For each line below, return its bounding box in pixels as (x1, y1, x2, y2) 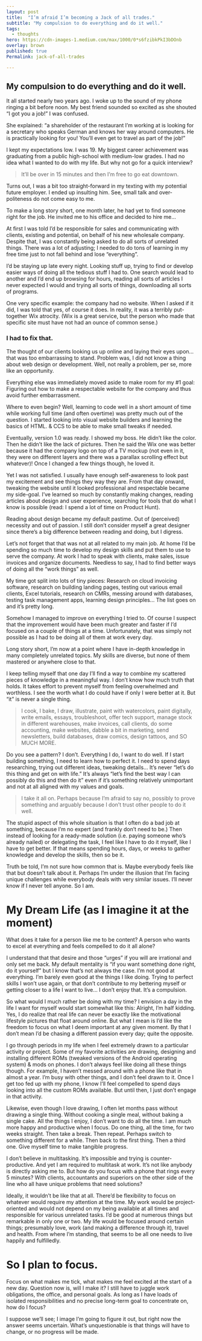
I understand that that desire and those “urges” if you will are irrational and (6, 954, 192, 961)
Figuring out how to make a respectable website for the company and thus (6, 385, 192, 392)
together (6, 312, 28, 320)
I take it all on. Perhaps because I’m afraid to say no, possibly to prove (21, 794, 195, 802)
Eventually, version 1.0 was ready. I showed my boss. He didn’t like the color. (6, 434, 197, 441)
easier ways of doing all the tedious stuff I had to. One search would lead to (6, 269, 194, 276)
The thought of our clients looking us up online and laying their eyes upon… (6, 347, 194, 355)
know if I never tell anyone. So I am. (6, 882, 95, 889)
